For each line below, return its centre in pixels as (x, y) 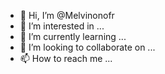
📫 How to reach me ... (66, 58)
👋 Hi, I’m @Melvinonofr (67, 15)
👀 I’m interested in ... (62, 26)
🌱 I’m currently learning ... (73, 36)
